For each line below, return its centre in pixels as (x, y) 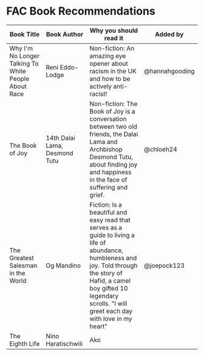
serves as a (106, 227)
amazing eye (108, 56)
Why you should (114, 30)
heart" (99, 326)
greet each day (111, 311)
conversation (108, 118)
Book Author (65, 34)
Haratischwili (64, 343)
